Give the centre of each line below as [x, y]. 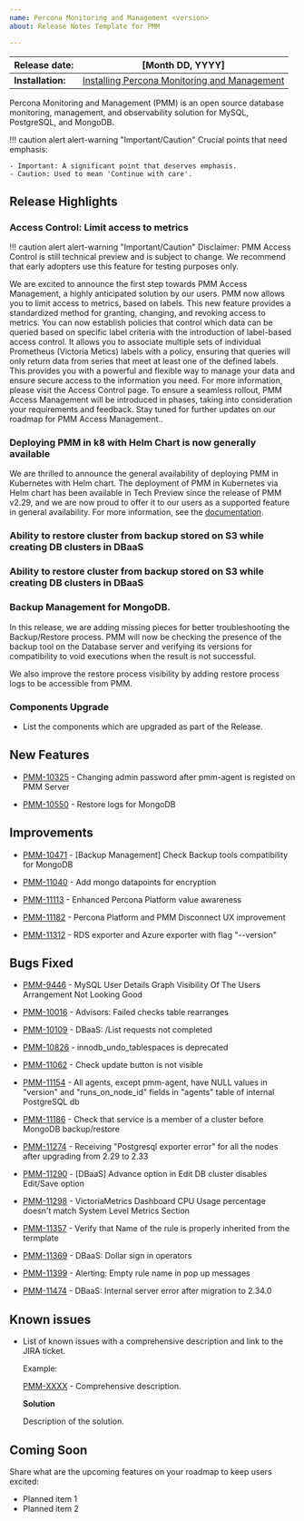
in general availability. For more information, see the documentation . [137, 512]
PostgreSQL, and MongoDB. [62, 122]
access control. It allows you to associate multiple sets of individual [135, 342]
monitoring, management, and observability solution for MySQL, [129, 112]
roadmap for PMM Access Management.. [86, 420]
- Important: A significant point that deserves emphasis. [123, 166]
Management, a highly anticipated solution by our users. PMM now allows [147, 294]
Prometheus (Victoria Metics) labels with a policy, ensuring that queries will [150, 351]
